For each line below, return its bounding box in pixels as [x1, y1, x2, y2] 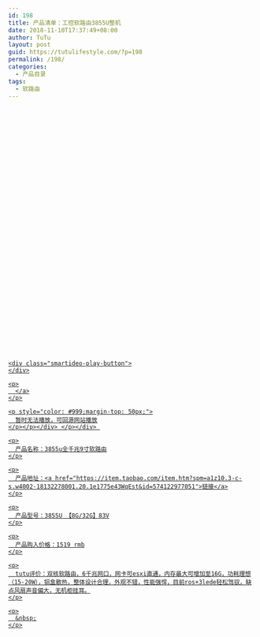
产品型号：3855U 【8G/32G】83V [15, 512, 110, 520]
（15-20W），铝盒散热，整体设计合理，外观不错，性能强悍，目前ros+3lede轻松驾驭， [8, 579, 246, 587]
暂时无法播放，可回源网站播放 [15, 416, 98, 424]
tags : [8, 77, 26, 85]
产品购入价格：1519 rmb [15, 541, 85, 549]
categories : [8, 63, 47, 71]
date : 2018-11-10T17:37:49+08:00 [8, 26, 118, 34]
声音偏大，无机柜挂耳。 [25, 587, 91, 595]
